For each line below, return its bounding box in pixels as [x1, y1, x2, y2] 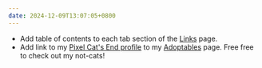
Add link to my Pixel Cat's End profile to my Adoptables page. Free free [19, 42, 254, 52]
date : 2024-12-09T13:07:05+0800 [8, 11, 116, 20]
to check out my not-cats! [19, 50, 105, 60]
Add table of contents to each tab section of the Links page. [19, 34, 218, 43]
